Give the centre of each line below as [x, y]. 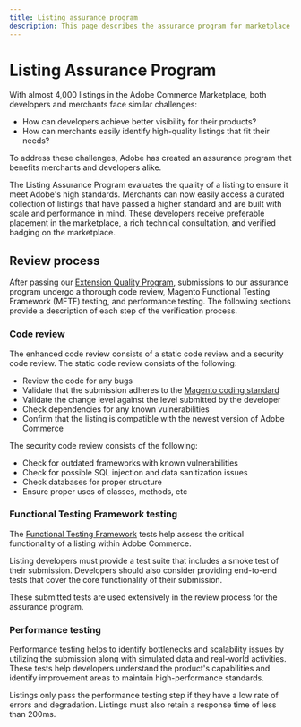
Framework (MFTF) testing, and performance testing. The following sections [150, 302]
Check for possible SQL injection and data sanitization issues [135, 472]
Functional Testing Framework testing [94, 514]
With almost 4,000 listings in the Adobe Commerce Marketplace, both [138, 95]
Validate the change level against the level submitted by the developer [151, 399]
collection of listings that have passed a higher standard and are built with [146, 204]
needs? [36, 141]
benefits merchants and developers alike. [86, 167]
